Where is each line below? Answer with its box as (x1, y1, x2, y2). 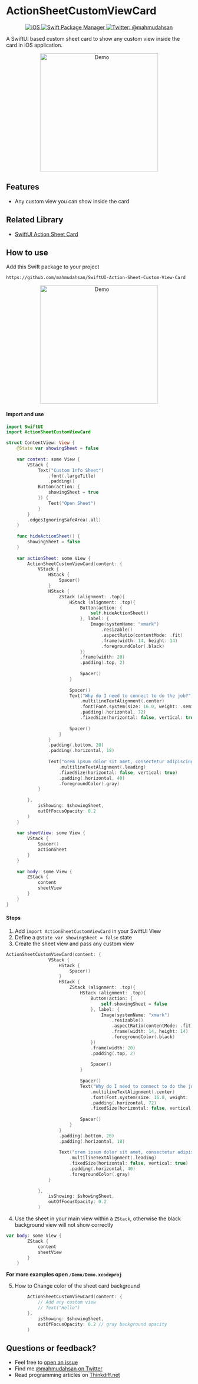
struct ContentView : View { (6, 440, 75, 446)
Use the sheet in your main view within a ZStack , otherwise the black (14, 1215, 181, 1222)
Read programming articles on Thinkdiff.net (14, 1372, 120, 1379)
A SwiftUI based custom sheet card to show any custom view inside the (6, 35, 180, 42)
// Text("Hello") (37, 1305, 81, 1311)
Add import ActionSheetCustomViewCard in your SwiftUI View (14, 927, 161, 935)
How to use (6, 247, 48, 258)
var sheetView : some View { (16, 830, 85, 836)
